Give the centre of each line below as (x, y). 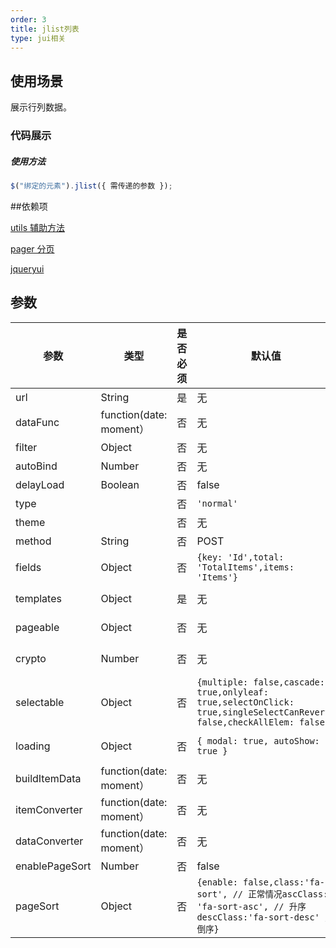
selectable (40, 702)
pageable (37, 627)
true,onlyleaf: (232, 692)
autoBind (36, 466)
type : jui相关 (38, 38)
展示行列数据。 (41, 107)
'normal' (217, 503)
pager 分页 (32, 248)
